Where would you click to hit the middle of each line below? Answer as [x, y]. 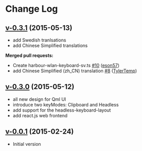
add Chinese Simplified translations [50, 46]
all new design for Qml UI [39, 99]
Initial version [27, 144]
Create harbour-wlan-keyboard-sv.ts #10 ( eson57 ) [66, 65]
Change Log [32, 9]
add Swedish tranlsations [39, 40]
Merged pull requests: [29, 55]
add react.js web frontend [40, 115]
